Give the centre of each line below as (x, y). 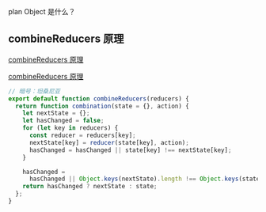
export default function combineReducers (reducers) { (99, 98)
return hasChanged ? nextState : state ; (90, 187)
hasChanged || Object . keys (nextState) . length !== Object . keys (134, 179)
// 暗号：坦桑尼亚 (34, 91)
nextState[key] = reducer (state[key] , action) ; (109, 142)
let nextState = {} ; (56, 113)
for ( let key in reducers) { (70, 128)
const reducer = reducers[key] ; (82, 136)
